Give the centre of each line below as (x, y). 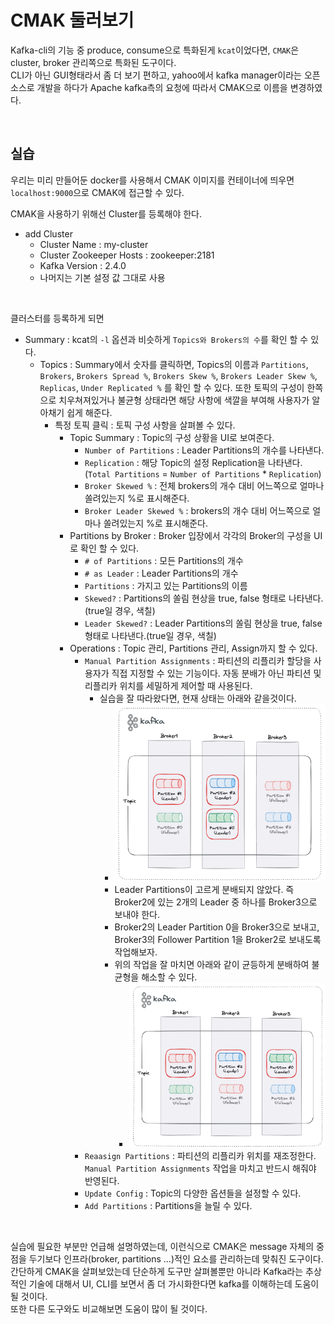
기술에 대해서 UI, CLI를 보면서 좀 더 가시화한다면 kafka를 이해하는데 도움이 (174, 1283)
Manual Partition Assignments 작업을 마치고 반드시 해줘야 (200, 1168)
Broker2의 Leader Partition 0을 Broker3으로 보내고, (217, 927)
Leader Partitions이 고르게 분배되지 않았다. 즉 (204, 889)
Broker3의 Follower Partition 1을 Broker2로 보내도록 (218, 939)
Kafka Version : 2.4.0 (83, 265)
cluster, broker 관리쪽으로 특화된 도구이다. (93, 62)
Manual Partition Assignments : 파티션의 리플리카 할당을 (198, 660)
